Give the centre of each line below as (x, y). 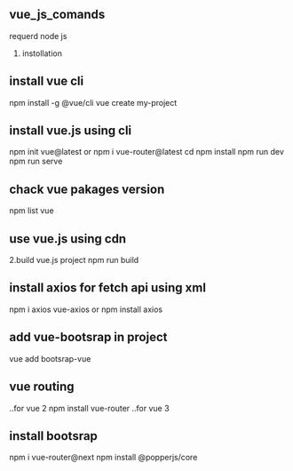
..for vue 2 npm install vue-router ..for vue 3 (90, 408)
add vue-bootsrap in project (88, 337)
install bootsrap (53, 436)
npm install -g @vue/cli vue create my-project (93, 102)
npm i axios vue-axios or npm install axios (86, 309)
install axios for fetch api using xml (108, 288)
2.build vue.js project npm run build (74, 260)
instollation (42, 53)
